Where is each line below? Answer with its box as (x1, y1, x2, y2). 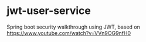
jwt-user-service (6, 4, 91, 17)
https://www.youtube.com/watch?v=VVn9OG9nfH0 (6, 29, 131, 36)
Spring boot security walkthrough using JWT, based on (6, 23, 140, 30)
